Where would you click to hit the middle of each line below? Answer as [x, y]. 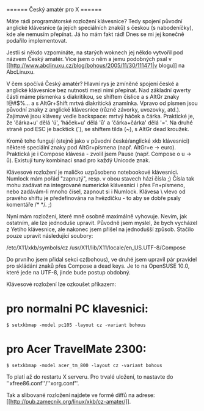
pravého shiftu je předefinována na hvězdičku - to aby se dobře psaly [94, 198]
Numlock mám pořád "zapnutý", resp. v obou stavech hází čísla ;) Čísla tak [100, 179]
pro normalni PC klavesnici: [77, 309]
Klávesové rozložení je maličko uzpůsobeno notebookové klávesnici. [93, 172]
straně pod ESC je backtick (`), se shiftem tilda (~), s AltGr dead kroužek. [98, 129]
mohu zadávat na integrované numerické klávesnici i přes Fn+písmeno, [96, 185]
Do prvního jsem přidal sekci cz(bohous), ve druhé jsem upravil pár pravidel [102, 259]
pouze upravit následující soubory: [50, 236]
